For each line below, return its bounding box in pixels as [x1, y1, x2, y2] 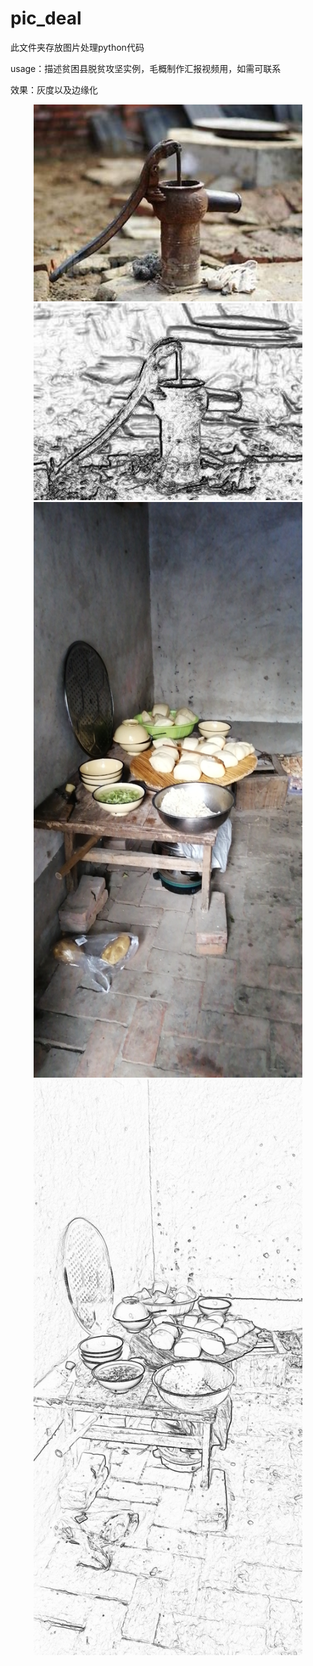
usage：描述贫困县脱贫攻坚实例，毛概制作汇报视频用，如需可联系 [10, 62, 282, 74]
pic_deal [10, 7, 82, 30]
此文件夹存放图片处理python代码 [10, 41, 145, 53]
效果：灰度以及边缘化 [10, 83, 98, 96]
